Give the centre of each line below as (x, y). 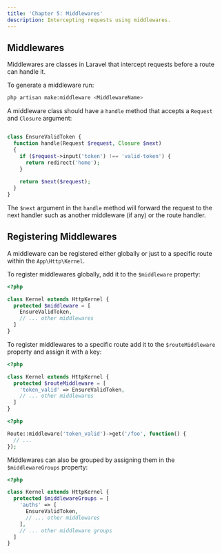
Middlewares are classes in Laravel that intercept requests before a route (111, 64)
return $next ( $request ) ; (55, 182)
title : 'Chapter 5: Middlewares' (55, 13)
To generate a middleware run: (51, 85)
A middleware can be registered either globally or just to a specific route (110, 253)
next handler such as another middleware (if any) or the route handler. (107, 215)
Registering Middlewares (62, 237)
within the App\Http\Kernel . (46, 261)
